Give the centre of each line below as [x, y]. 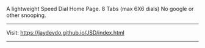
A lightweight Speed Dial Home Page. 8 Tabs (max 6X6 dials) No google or [100, 9]
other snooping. [26, 15]
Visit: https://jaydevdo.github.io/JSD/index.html [66, 33]
